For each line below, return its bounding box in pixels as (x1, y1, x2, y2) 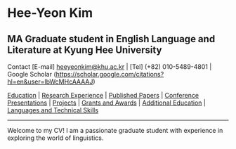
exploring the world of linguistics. (7, 134, 104, 142)
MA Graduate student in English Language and (7, 33, 216, 45)
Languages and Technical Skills (7, 106, 99, 114)
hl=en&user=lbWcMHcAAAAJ (7, 77, 93, 86)
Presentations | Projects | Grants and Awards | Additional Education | (7, 98, 206, 107)
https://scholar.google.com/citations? (55, 70, 164, 78)
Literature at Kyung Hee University (7, 44, 162, 56)
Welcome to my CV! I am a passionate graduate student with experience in (7, 127, 223, 134)
